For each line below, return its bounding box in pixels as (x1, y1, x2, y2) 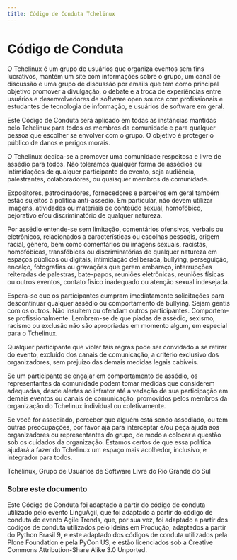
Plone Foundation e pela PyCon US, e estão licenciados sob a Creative (7, 538, 214, 547)
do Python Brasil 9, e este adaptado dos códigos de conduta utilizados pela (7, 530, 228, 539)
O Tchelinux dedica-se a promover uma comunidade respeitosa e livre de (7, 152, 221, 160)
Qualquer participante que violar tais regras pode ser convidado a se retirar (7, 342, 228, 351)
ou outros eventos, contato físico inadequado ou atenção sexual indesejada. (7, 277, 230, 286)
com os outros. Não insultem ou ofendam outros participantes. (7, 306, 190, 315)
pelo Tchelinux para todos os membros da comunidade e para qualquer (7, 123, 216, 132)
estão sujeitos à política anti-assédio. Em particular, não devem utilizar (7, 196, 213, 204)
